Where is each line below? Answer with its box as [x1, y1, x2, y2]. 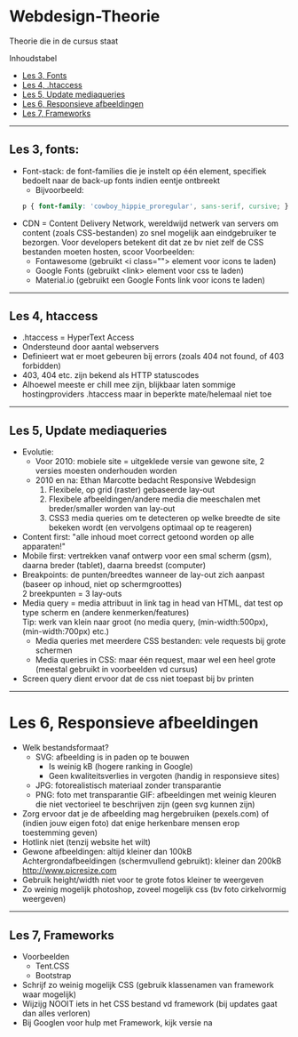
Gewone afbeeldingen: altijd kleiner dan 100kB [21, 847, 192, 857]
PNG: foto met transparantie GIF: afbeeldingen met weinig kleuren [35, 790, 277, 800]
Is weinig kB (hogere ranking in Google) [48, 761, 193, 772]
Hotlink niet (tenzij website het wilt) [21, 837, 151, 848]
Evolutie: [21, 446, 55, 457]
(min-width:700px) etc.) [21, 626, 109, 637]
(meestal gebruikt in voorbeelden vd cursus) [35, 664, 198, 675]
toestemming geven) [21, 827, 98, 838]
